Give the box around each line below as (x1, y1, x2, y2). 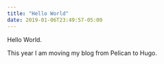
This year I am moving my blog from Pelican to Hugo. (7, 49, 158, 57)
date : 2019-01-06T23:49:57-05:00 (7, 17, 103, 23)
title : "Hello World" (7, 10, 69, 17)
